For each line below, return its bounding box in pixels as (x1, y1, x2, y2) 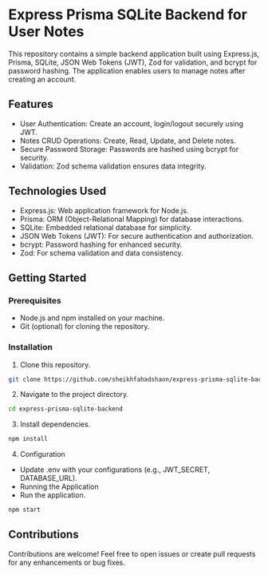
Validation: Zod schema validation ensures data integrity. (19, 161, 207, 171)
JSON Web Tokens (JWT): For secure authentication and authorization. (19, 231, 254, 240)
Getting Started (8, 271, 87, 284)
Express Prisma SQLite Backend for (8, 6, 247, 24)
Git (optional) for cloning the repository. (19, 322, 150, 331)
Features (8, 97, 53, 111)
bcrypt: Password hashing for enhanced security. (19, 240, 183, 249)
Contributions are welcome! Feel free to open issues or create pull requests (8, 549, 256, 558)
